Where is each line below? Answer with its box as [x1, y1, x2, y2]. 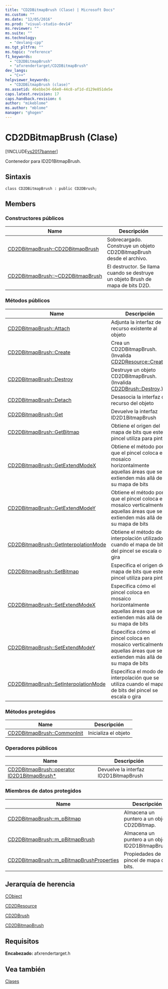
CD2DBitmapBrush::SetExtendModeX [7, 601, 96, 608]
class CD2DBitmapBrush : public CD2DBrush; [5, 186, 97, 191]
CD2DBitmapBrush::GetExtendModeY [7, 505, 96, 512]
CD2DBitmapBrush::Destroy [7, 375, 73, 382]
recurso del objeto [110, 400, 154, 407]
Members [5, 200, 36, 209]
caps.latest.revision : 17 [5, 91, 59, 96]
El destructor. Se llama [106, 263, 160, 270]
